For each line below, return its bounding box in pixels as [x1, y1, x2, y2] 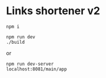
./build [6, 39, 25, 45]
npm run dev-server [6, 61, 54, 67]
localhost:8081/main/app [6, 66, 67, 72]
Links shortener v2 [6, 4, 100, 18]
